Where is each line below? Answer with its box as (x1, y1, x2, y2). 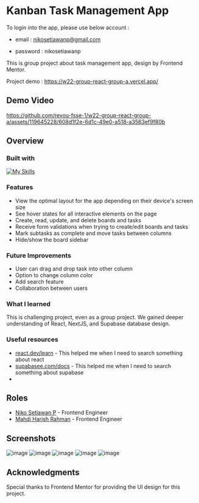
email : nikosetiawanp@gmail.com (15, 35, 101, 43)
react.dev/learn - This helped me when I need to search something (15, 349, 183, 356)
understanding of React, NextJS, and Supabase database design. (6, 320, 170, 327)
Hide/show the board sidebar (15, 236, 89, 243)
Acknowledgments (6, 467, 80, 477)
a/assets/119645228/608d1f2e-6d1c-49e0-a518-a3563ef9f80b (6, 118, 166, 125)
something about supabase (15, 369, 84, 376)
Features (6, 183, 33, 192)
